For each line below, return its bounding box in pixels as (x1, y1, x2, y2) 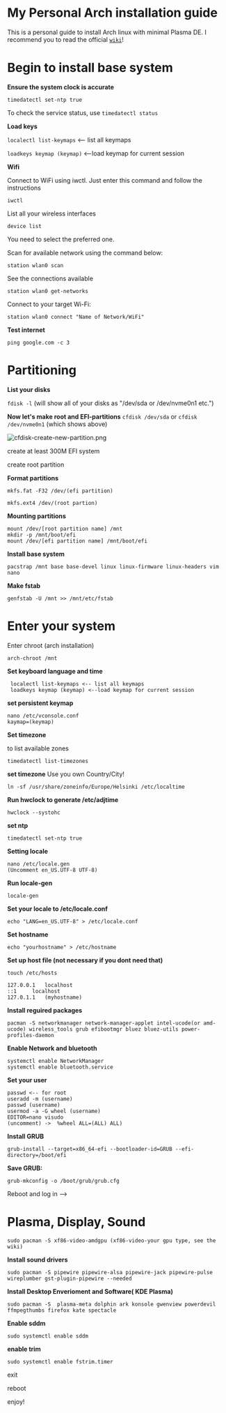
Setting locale (7, 847, 49, 855)
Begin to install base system (7, 60, 174, 76)
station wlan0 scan (7, 262, 64, 269)
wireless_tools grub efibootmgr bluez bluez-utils (29, 1025, 179, 1033)
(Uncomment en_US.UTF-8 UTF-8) (7, 866, 98, 873)
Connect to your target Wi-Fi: (7, 300, 92, 308)
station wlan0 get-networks (7, 287, 89, 294)
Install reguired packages (7, 1006, 83, 1014)
